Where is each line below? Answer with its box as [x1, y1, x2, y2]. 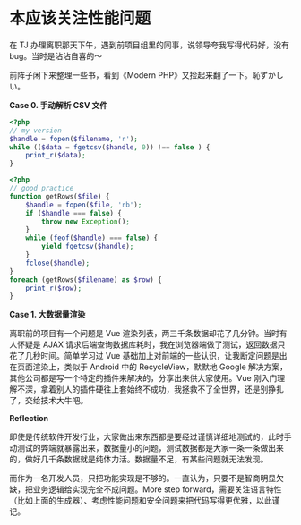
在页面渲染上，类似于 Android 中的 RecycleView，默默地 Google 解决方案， [9, 361, 288, 372]
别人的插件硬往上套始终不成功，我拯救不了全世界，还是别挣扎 [56, 384, 284, 394]
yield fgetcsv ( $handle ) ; [41, 242, 134, 251]
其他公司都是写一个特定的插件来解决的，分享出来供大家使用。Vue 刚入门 [9, 373, 278, 384]
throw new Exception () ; [41, 216, 130, 226]
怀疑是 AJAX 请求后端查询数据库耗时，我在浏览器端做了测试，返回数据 [16, 339, 278, 350]
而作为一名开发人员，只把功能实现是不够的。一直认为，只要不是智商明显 [9, 473, 276, 484]
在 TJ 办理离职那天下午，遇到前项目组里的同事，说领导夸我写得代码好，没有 [9, 39, 289, 50]
